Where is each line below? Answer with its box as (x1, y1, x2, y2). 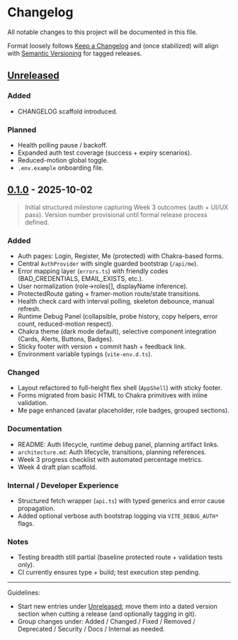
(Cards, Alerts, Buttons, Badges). (17, 335, 114, 343)
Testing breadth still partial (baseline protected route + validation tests (17, 553, 223, 561)
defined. (24, 218, 50, 226)
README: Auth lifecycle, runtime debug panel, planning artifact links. (17, 440, 220, 448)
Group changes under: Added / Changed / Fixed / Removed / (17, 617, 196, 626)
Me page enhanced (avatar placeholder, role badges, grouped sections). (17, 406, 230, 415)
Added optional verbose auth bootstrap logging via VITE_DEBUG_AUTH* (17, 512, 219, 520)
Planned (7, 125, 37, 135)
